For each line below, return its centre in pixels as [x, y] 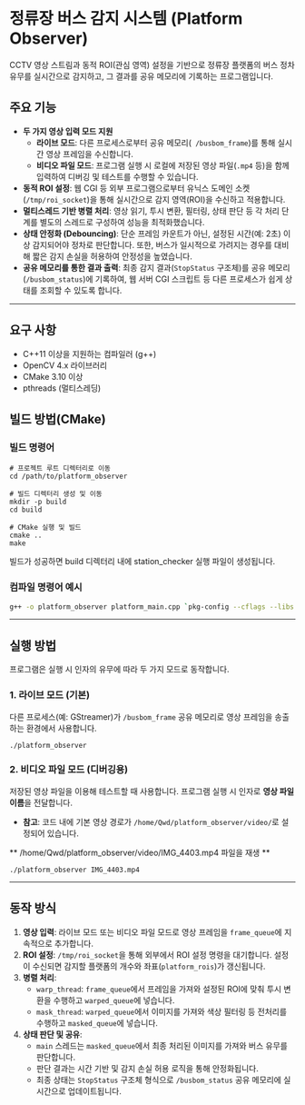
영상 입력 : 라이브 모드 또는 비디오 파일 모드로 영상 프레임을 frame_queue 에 [152, 931]
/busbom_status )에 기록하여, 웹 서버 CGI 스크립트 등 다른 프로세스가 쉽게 [154, 279]
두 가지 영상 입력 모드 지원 [68, 131]
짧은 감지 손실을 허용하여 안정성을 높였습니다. [112, 256]
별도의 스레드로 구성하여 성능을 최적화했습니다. [122, 222]
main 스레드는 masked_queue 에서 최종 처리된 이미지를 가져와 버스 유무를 [162, 1045]
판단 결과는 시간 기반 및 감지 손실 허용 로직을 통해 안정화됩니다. [147, 1068]
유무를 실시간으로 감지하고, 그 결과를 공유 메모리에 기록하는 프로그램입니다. [142, 76]
